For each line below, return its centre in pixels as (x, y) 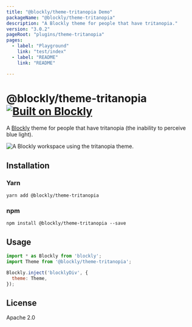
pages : (15, 40)
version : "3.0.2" (28, 29)
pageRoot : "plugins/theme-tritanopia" (55, 35)
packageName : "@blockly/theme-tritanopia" (61, 18)
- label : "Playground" (40, 46)
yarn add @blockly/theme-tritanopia (53, 195)
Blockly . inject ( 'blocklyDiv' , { (47, 272)
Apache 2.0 (21, 318)
